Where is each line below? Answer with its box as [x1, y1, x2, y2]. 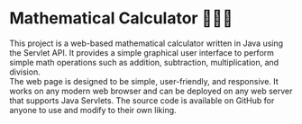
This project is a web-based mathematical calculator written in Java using [9, 38, 284, 49]
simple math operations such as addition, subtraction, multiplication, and [9, 57, 279, 67]
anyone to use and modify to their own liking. [9, 104, 178, 115]
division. [9, 66, 41, 77]
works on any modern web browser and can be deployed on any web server [9, 85, 293, 96]
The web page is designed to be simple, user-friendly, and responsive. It [9, 75, 279, 86]
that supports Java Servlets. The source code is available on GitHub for [9, 94, 275, 106]
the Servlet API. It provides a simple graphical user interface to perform [9, 47, 275, 58]
